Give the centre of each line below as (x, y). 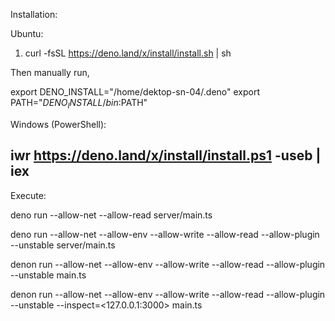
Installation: (34, 14)
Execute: (28, 195)
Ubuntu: (27, 33)
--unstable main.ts (48, 275)
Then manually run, (50, 72)
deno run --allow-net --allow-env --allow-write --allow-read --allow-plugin (165, 234)
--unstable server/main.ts (63, 245)
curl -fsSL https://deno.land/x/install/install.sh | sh (128, 53)
